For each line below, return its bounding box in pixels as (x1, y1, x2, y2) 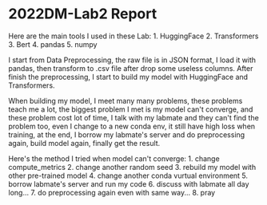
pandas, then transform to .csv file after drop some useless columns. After (8, 63, 253, 73)
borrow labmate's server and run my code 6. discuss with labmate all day (8, 179, 249, 188)
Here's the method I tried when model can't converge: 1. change (8, 153, 220, 164)
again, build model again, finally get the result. (8, 138, 161, 148)
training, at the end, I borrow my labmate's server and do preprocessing (8, 129, 245, 140)
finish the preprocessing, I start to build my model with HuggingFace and (8, 72, 249, 81)
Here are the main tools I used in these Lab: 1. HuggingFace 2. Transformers (8, 31, 259, 41)
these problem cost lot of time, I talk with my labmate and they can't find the (8, 112, 260, 122)
